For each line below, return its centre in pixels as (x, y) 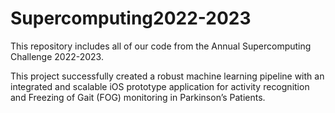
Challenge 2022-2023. (57, 56)
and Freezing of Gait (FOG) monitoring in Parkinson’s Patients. (138, 97)
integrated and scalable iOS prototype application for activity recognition (160, 86)
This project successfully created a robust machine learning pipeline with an (167, 76)
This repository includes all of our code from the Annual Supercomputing (161, 46)
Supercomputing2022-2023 (131, 18)
